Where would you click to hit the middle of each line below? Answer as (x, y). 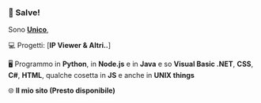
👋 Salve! (25, 13)
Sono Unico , (28, 30)
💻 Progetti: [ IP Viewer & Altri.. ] (60, 46)
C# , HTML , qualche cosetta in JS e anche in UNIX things (102, 75)
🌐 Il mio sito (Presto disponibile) (62, 90)
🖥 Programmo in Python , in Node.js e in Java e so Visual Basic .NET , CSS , (131, 64)
